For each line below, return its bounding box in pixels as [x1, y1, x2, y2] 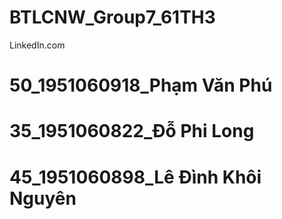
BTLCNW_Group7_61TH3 [9, 6, 216, 29]
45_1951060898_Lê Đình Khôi [9, 166, 262, 188]
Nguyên [9, 187, 77, 210]
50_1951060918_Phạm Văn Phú [9, 74, 273, 97]
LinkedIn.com [9, 39, 66, 51]
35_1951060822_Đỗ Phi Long [9, 120, 255, 143]
